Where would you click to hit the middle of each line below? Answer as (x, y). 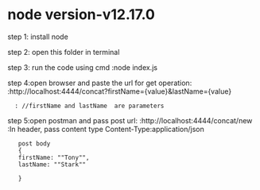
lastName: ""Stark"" (52, 165)
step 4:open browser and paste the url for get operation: (100, 83)
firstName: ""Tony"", (54, 157)
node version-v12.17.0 (81, 15)
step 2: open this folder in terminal (64, 52)
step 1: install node (38, 37)
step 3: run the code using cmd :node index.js (83, 67)
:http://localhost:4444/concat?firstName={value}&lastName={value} (120, 91)
